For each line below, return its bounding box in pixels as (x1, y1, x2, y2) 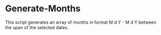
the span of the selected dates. (5, 24, 69, 30)
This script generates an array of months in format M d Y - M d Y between (5, 19, 157, 25)
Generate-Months (5, 3, 81, 14)
